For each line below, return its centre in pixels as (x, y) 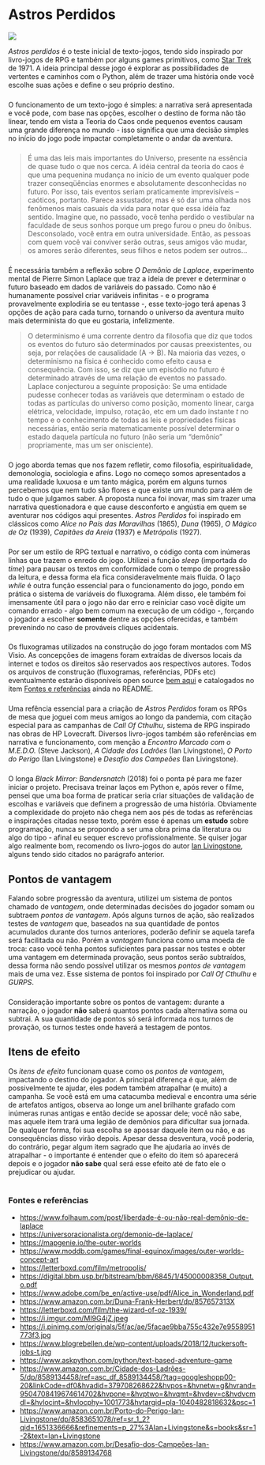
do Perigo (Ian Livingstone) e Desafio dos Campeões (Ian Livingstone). (123, 759)
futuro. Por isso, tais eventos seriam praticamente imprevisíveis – (133, 191)
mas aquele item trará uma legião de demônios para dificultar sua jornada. (129, 1121)
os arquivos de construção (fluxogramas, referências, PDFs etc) (112, 672)
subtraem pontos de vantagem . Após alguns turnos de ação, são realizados (131, 916)
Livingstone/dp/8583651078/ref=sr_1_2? (85, 1419)
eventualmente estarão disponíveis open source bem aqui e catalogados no (131, 681)
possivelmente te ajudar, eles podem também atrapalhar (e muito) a (118, 1088)
